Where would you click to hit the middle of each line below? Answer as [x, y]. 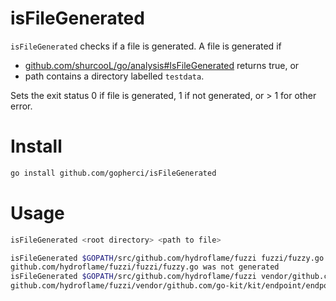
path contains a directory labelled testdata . [114, 76]
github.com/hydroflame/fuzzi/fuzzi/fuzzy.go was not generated [145, 267]
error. [21, 106]
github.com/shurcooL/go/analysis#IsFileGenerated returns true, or [162, 65]
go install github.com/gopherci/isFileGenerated [113, 173]
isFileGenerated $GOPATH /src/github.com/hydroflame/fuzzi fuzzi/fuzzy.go [167, 258]
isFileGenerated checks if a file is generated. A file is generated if [146, 46]
